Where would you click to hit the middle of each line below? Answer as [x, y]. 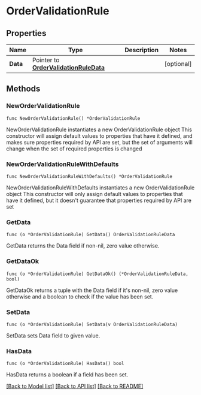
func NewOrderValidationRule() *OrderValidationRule [73, 118]
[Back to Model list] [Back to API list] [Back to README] [75, 386]
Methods [23, 89]
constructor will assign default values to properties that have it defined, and [99, 135]
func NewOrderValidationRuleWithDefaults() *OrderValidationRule [89, 176]
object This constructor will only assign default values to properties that [95, 194]
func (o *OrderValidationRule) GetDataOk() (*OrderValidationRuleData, [97, 274]
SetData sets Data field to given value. [53, 335]
